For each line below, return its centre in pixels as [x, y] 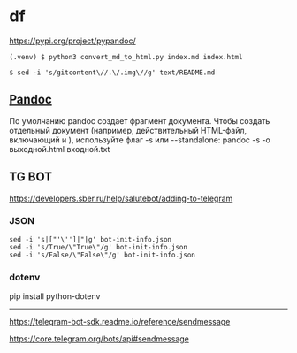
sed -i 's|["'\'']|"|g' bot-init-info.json [91, 239]
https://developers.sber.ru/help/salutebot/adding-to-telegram [121, 198]
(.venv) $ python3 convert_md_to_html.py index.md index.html [126, 57]
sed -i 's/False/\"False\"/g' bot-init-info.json [103, 255]
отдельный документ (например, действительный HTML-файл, [128, 130]
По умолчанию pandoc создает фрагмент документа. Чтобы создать [140, 120]
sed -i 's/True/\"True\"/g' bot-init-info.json [99, 247]
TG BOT [31, 177]
